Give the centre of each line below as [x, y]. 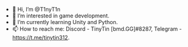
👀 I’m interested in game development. [61, 16]
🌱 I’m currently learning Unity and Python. [65, 22]
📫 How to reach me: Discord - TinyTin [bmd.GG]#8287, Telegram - [97, 29]
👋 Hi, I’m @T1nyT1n [36, 9]
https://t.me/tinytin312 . [41, 37]
